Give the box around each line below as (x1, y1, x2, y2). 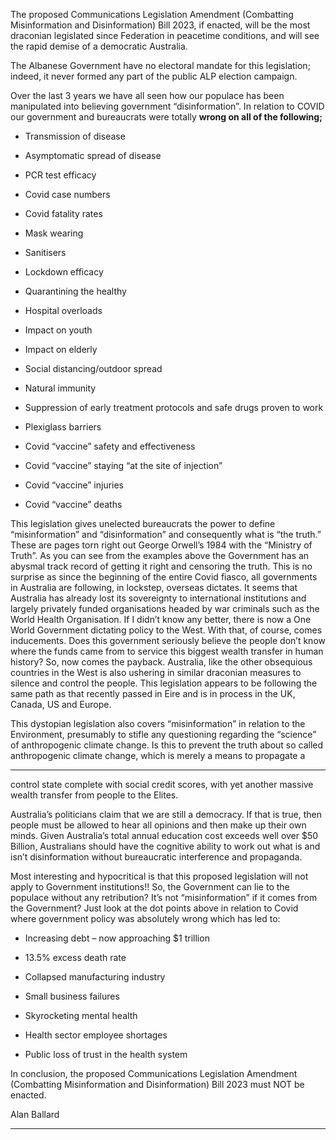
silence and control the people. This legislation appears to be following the (10, 677, 318, 689)
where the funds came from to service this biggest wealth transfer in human (10, 645, 324, 657)
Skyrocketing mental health (24, 1010, 138, 1021)
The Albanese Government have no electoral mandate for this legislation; (10, 60, 311, 71)
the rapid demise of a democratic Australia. (10, 40, 188, 52)
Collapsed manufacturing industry (24, 971, 166, 983)
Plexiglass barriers (24, 421, 102, 433)
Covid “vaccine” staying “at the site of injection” (24, 460, 223, 471)
